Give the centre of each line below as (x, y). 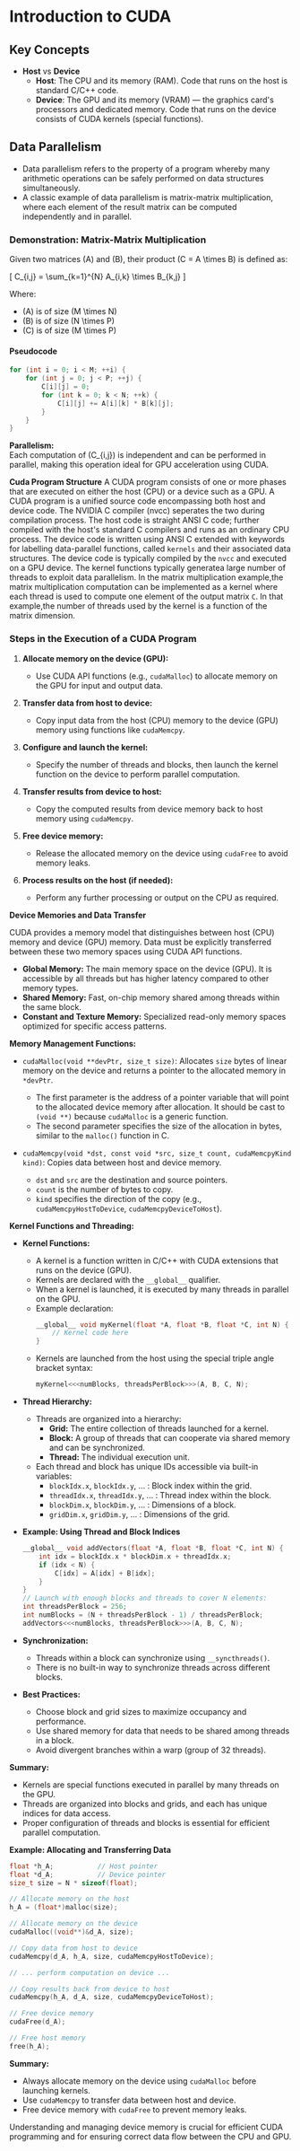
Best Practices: (51, 1694)
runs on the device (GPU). (84, 1270)
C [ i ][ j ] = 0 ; (66, 387)
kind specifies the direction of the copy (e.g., (119, 1198)
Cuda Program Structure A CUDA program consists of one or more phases (148, 482)
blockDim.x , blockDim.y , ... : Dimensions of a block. (142, 1505)
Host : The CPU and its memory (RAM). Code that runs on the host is (162, 81)
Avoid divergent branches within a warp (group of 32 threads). (151, 1750)
